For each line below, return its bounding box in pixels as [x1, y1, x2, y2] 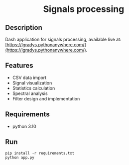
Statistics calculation [12, 85, 55, 91]
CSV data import [12, 75, 47, 81]
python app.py [5, 155, 35, 160]
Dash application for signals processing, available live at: [5, 36, 122, 42]
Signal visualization [12, 80, 52, 85]
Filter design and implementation [12, 95, 80, 101]
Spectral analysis [12, 90, 48, 96]
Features [5, 61, 33, 70]
